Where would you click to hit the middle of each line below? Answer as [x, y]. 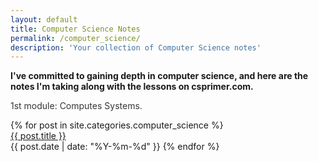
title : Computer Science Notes [75, 29]
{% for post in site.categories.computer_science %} [117, 125]
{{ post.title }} [38, 136]
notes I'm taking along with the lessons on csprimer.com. [132, 87]
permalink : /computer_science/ [75, 38]
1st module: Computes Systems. [76, 106]
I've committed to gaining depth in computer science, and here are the [159, 76]
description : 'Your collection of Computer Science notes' [136, 47]
